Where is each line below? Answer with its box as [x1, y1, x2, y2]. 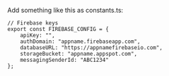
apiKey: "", [20, 32, 55, 39]
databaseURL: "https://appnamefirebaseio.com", [20, 44, 163, 51]
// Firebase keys [7, 20, 59, 27]
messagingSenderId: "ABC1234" [20, 56, 110, 63]
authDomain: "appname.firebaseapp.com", [20, 38, 141, 45]
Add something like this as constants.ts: [7, 6, 124, 14]
